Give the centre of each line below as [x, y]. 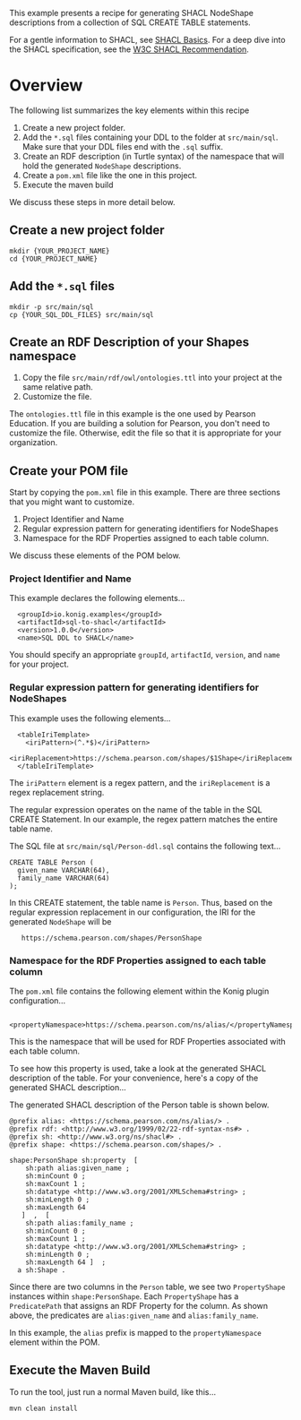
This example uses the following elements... [90, 718]
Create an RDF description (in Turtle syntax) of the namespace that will [153, 156]
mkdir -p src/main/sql [52, 307]
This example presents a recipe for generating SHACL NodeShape [131, 13]
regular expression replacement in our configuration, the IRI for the [133, 912]
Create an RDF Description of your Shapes [129, 342]
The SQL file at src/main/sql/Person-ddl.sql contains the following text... [145, 846]
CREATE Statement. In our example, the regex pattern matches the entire [143, 819]
